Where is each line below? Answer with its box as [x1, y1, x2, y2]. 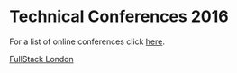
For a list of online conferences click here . [9, 36, 165, 47]
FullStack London [9, 53, 74, 64]
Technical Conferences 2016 [9, 6, 229, 27]
